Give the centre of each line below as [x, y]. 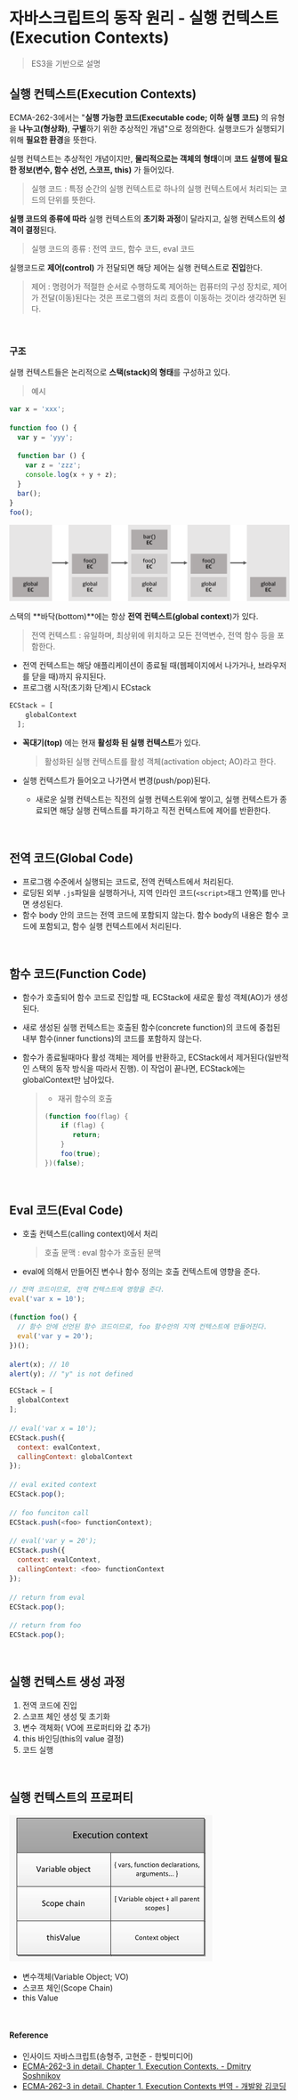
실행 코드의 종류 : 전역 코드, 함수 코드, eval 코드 [113, 248]
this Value [40, 1998]
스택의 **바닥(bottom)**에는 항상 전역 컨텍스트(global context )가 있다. [134, 617]
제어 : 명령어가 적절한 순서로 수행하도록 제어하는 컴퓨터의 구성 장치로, [151, 287]
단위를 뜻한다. [72, 199]
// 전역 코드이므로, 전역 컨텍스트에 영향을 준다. [87, 1289]
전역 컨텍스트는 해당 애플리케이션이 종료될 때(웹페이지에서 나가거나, [139, 666]
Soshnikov [41, 2075]
